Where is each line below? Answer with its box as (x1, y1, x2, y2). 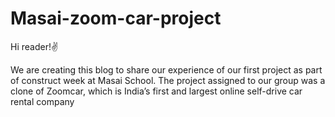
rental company (10, 95, 75, 107)
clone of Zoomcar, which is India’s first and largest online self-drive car (10, 85, 303, 97)
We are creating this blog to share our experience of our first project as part (10, 63, 323, 76)
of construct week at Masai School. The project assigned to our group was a (10, 74, 326, 86)
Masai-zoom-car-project (10, 7, 222, 30)
